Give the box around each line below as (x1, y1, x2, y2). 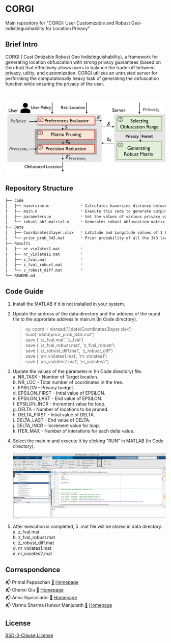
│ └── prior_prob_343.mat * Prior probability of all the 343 (5, 235, 158, 241)
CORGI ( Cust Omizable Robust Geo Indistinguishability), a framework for (5, 53, 158, 60)
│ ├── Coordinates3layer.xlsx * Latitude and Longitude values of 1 (5, 230, 163, 235)
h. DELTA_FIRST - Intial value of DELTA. (12, 411, 95, 418)
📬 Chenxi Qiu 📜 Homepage (5, 587, 64, 593)
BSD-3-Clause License (5, 632, 53, 638)
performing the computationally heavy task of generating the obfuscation (5, 75, 159, 82)
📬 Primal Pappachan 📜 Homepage (5, 579, 79, 585)
